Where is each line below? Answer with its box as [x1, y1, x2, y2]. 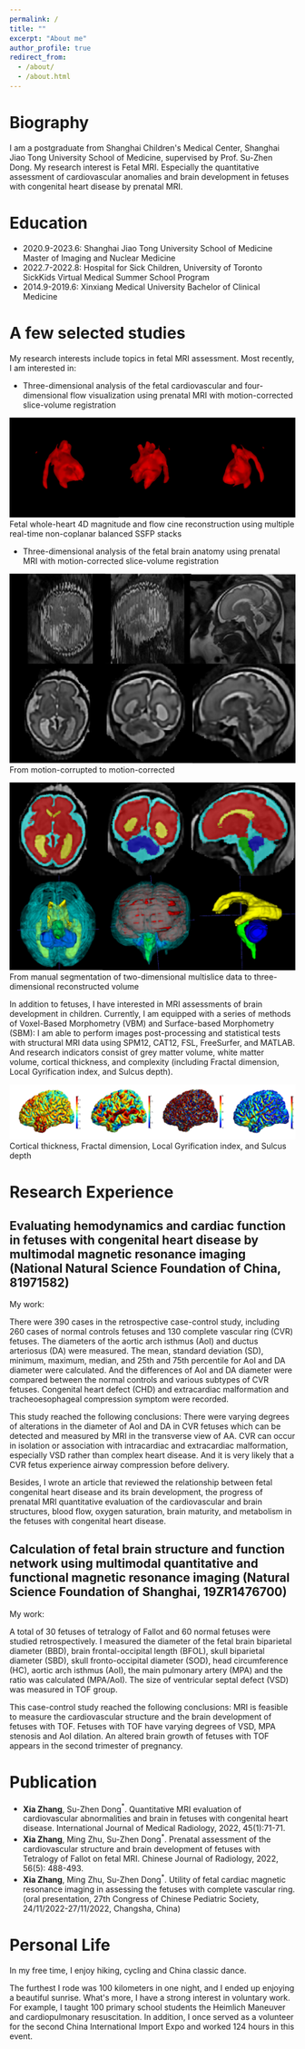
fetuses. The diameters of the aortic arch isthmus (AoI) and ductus [9, 1335, 259, 1346]
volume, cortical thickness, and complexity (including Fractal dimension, [9, 1056, 280, 1067]
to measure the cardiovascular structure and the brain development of [9, 1711, 272, 1722]
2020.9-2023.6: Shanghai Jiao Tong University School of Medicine [22, 242, 273, 253]
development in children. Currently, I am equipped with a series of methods [9, 1008, 291, 1019]
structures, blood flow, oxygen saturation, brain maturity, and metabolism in [9, 1505, 292, 1516]
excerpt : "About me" [9, 34, 88, 43]
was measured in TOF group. [9, 1684, 118, 1695]
